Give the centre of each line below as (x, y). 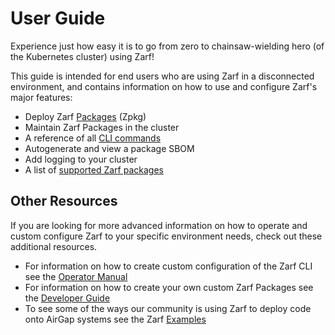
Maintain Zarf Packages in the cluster (102, 127)
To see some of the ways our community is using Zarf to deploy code (168, 308)
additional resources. (54, 246)
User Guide (58, 18)
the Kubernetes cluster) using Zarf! (82, 56)
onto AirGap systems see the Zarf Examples (115, 319)
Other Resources (64, 201)
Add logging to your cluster (81, 159)
